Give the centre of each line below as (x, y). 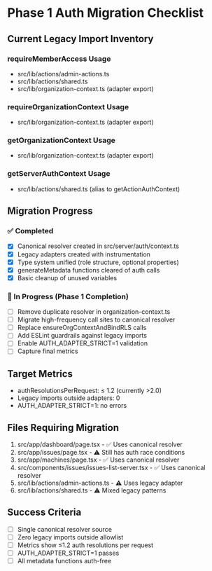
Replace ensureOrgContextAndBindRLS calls (82, 328)
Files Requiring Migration (63, 428)
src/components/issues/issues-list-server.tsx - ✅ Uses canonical (111, 468)
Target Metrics (40, 374)
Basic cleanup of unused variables (67, 277)
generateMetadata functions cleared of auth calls (89, 270)
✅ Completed (30, 231)
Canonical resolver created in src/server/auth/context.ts (98, 246)
